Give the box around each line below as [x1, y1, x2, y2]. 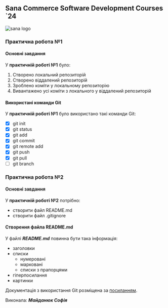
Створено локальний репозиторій [12, 71, 86, 78]
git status [12, 126, 32, 132]
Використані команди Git [5, 99, 62, 105]
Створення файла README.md [5, 224, 73, 230]
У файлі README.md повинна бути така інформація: [5, 235, 118, 241]
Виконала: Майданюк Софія [5, 297, 67, 303]
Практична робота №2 [5, 173, 64, 180]
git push [12, 149, 30, 155]
